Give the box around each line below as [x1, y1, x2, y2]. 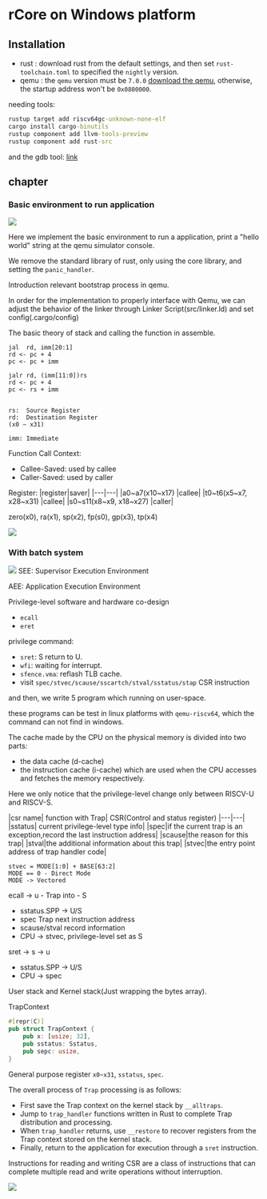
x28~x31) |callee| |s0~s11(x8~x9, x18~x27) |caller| [8, 497, 174, 506]
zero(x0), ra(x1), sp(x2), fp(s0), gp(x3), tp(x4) [8, 512, 158, 522]
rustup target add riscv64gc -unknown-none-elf [8, 115, 166, 123]
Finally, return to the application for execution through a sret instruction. [19, 1142, 258, 1153]
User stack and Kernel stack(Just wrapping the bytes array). [8, 986, 207, 997]
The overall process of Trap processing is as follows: [8, 1085, 182, 1094]
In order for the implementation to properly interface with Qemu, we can [8, 296, 245, 306]
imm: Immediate [8, 434, 59, 443]
